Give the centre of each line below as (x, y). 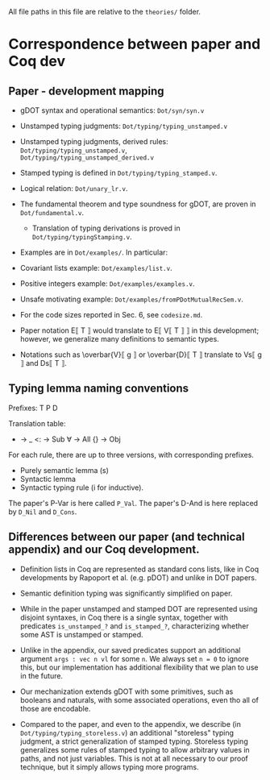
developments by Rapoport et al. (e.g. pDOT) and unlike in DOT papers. (138, 577)
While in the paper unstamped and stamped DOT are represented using (139, 608)
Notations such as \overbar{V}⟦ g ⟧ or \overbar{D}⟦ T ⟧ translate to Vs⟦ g (141, 355)
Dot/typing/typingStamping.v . (82, 236)
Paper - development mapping (86, 91)
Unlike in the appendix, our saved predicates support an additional (130, 650)
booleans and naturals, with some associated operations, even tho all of (139, 699)
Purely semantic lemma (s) (64, 470)
